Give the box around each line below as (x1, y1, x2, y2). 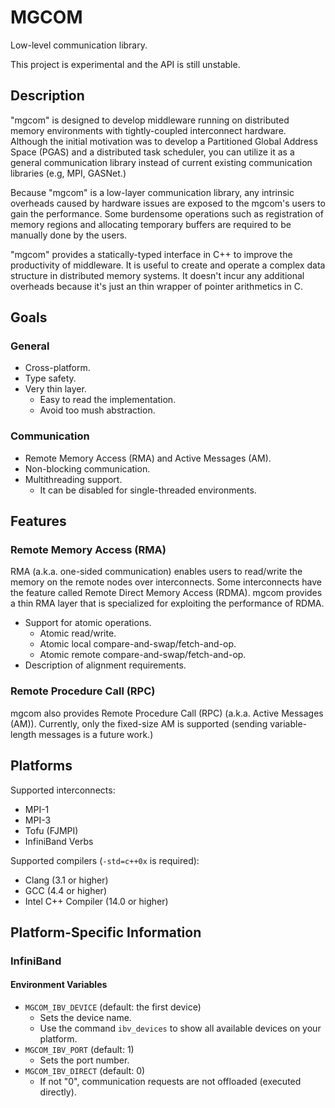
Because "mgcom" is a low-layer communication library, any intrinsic (10, 186, 295, 198)
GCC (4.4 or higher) (24, 884, 108, 896)
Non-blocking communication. (24, 462, 151, 475)
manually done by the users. (10, 229, 128, 241)
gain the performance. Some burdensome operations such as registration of (10, 207, 324, 220)
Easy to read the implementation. (39, 394, 177, 406)
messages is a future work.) (38, 728, 154, 740)
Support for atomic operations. (24, 617, 152, 629)
